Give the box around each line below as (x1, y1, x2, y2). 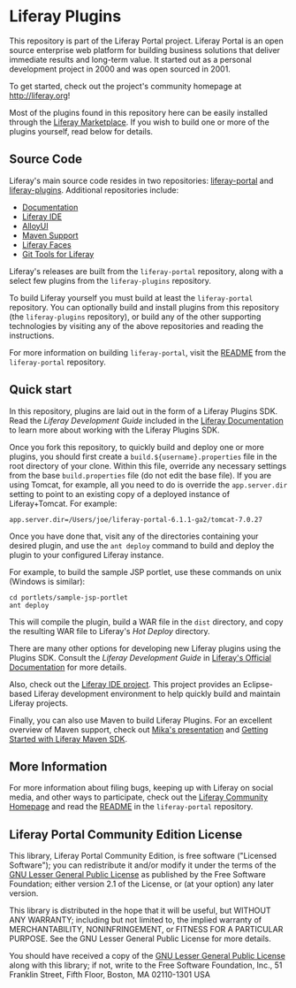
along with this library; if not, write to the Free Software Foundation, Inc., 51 (9, 960, 283, 970)
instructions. (9, 330, 55, 341)
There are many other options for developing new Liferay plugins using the (9, 643, 281, 654)
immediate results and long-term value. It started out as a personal (9, 54, 252, 65)
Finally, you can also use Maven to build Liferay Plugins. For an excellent (9, 715, 272, 725)
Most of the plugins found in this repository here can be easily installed (9, 107, 268, 118)
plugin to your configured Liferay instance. (9, 549, 164, 560)
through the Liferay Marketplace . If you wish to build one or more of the (9, 117, 269, 127)
